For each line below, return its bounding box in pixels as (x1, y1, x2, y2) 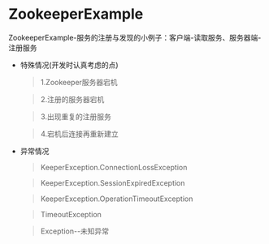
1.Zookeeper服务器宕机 (40, 77, 118, 87)
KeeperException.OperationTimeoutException (40, 194, 193, 203)
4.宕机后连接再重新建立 (40, 129, 119, 139)
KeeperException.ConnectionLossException (40, 162, 188, 172)
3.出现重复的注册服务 (40, 111, 111, 122)
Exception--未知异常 (40, 226, 110, 236)
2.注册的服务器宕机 (40, 94, 105, 104)
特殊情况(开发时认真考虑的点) (20, 60, 119, 70)
